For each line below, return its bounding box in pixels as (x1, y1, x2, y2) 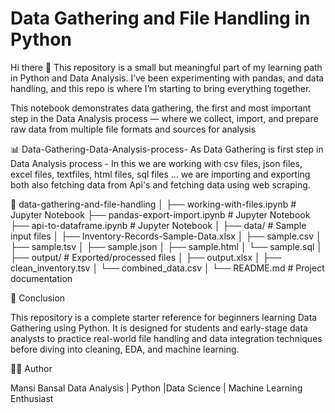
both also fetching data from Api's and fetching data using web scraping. (10, 178, 311, 191)
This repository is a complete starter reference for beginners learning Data (10, 311, 318, 323)
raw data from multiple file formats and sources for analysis (10, 123, 257, 135)
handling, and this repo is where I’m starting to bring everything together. (10, 82, 312, 94)
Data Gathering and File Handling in (10, 7, 311, 30)
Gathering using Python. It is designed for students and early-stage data (10, 322, 308, 334)
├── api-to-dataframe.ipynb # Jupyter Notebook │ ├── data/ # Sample (10, 219, 307, 231)
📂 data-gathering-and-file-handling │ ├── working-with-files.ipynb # (10, 198, 297, 210)
